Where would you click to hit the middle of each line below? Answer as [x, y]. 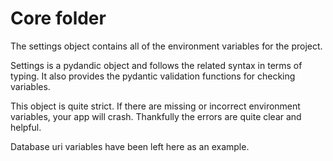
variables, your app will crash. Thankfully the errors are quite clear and [156, 116]
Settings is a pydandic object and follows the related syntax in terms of [156, 65]
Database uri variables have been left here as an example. [130, 146]
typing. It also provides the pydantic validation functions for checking [153, 76]
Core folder [58, 18]
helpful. [26, 127]
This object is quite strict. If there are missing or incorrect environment [155, 106]
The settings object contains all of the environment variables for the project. [166, 46]
